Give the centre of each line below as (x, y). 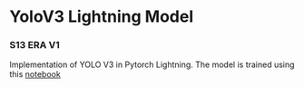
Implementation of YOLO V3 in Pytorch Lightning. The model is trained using (152, 64)
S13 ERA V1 (35, 45)
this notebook (35, 74)
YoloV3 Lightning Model (101, 17)
